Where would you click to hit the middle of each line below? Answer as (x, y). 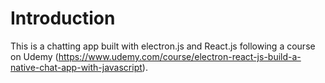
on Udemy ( (34, 56)
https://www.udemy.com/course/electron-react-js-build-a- (180, 56)
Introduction (63, 18)
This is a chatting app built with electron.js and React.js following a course (163, 46)
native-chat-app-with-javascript (76, 67)
